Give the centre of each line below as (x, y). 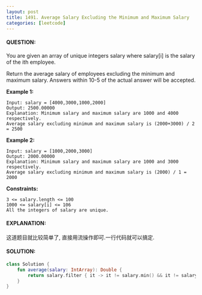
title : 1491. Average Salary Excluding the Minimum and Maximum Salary (98, 17)
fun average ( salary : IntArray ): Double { (69, 270)
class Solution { (28, 264)
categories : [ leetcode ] (36, 23)
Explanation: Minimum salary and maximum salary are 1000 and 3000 (93, 162)
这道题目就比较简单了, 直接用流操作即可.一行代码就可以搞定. (81, 237)
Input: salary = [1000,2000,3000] (50, 151)
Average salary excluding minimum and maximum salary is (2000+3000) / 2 (101, 124)
